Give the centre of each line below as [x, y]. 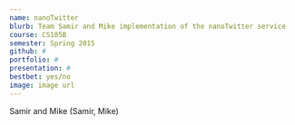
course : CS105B [38, 34]
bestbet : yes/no [40, 77]
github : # [28, 52]
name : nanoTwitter [44, 18]
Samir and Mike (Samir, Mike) [64, 111]
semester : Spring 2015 [52, 43]
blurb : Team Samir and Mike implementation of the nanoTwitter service [147, 26]
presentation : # [40, 69]
